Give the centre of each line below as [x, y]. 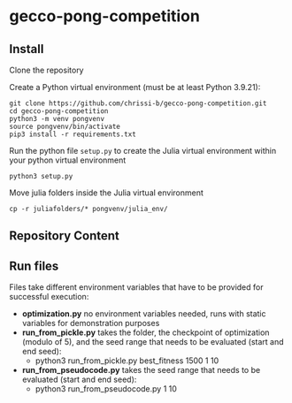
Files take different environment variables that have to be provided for [136, 287]
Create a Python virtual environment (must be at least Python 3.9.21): [135, 87]
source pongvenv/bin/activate [65, 126]
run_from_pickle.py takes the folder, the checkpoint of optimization [146, 332]
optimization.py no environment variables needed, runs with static [144, 314]
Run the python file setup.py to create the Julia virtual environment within [143, 151]
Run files [34, 266]
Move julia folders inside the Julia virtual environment [106, 193]
